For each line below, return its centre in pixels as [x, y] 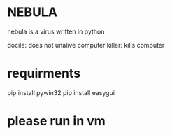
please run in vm [57, 121]
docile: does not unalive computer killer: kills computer [86, 45]
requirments [44, 73]
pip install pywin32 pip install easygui [61, 92]
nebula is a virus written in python [56, 31]
